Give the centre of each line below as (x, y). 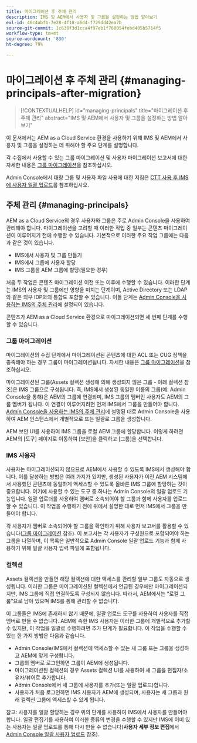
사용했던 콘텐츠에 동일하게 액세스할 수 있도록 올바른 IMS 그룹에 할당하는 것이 (100, 484)
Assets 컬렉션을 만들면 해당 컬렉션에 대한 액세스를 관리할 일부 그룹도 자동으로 (95, 579)
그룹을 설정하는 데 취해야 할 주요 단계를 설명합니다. (81, 145)
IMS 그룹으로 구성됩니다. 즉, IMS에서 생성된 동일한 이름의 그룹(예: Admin (102, 389)
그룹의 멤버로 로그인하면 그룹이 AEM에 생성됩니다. (72, 662)
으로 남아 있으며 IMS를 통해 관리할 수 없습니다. (66, 601)
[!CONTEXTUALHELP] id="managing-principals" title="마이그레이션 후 (104, 110)
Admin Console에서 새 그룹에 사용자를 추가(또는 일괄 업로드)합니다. (92, 685)
